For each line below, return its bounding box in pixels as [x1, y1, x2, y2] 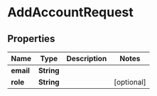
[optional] [113, 78, 147, 87]
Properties [7, 33, 55, 45]
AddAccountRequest [7, 4, 134, 21]
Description [66, 54, 107, 63]
